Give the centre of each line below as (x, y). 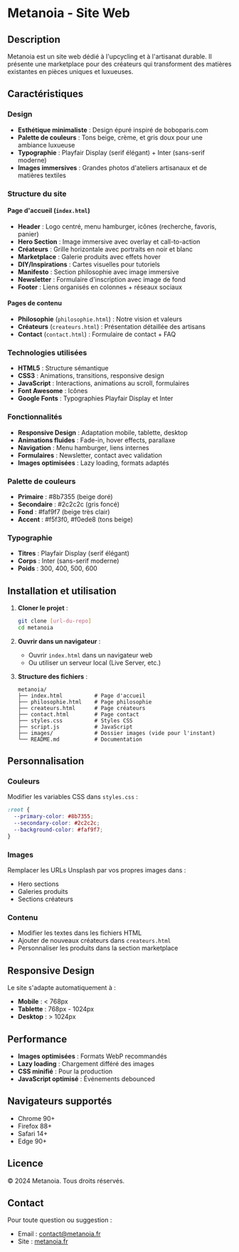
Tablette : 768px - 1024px (56, 1009)
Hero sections (38, 884)
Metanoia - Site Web (69, 13)
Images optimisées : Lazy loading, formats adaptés (93, 463)
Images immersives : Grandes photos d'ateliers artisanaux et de (112, 167)
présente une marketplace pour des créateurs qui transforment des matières (119, 64)
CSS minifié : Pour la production (65, 1071)
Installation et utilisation (62, 591)
